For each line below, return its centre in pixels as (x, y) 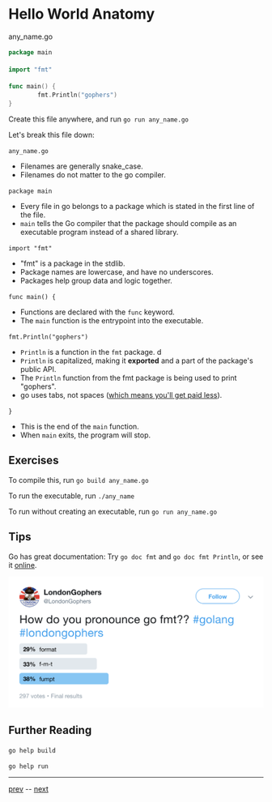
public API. (38, 369)
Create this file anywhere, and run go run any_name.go (98, 119)
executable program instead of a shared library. (99, 232)
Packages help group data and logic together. (96, 281)
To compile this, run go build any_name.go (79, 480)
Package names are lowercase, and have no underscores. (117, 272)
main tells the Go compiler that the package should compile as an (128, 224)
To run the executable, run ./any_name (72, 496)
